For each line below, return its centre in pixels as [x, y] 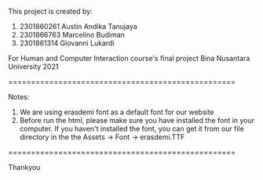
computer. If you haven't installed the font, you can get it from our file [132, 129]
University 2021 [33, 67]
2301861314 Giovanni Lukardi [67, 43]
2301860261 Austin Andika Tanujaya [78, 26]
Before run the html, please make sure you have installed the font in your [137, 120]
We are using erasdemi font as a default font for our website [117, 112]
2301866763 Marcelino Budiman [72, 35]
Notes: [19, 97]
